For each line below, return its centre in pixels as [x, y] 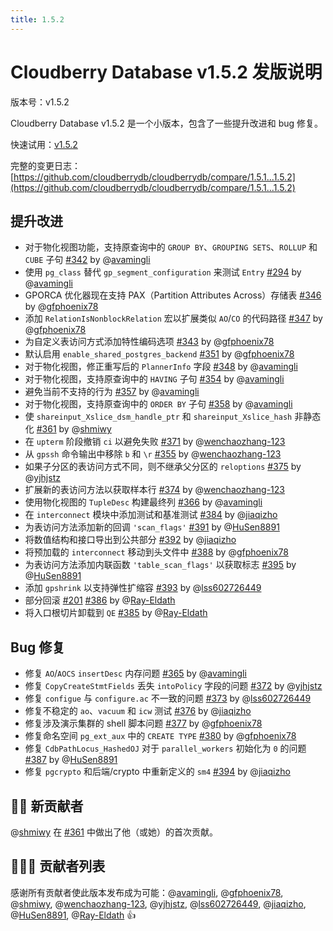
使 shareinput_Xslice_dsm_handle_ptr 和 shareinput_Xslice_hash [158, 417]
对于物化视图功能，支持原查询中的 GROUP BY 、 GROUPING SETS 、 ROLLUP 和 [171, 247]
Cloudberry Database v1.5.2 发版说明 [166, 72]
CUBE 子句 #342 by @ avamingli [87, 260]
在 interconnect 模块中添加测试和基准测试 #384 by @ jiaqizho [151, 515]
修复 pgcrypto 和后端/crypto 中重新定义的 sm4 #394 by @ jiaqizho [157, 772]
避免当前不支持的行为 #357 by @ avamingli [112, 392]
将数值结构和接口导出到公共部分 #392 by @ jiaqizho [130, 540]
